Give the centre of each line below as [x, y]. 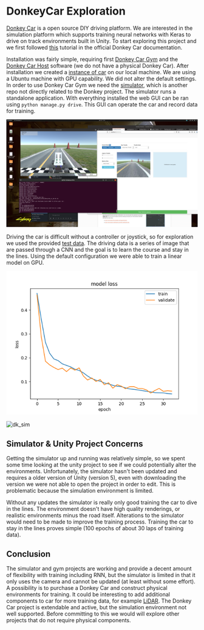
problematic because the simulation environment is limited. [80, 491]
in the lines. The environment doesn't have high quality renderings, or [93, 509]
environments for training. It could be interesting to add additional [88, 595]
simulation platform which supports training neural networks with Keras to [99, 34]
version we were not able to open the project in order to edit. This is [91, 484]
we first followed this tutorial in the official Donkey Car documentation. [94, 47]
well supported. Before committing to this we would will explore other [93, 614]
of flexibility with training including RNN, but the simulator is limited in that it [101, 575]
